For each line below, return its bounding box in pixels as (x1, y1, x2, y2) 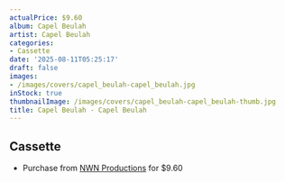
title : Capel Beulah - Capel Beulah (9, 105, 147, 114)
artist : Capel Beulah (9, 30, 91, 39)
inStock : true (9, 88, 63, 97)
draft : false (9, 64, 59, 73)
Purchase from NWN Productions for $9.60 (22, 163, 183, 174)
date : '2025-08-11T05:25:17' (9, 55, 119, 64)
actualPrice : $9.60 (9, 13, 83, 23)
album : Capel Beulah (9, 22, 87, 31)
